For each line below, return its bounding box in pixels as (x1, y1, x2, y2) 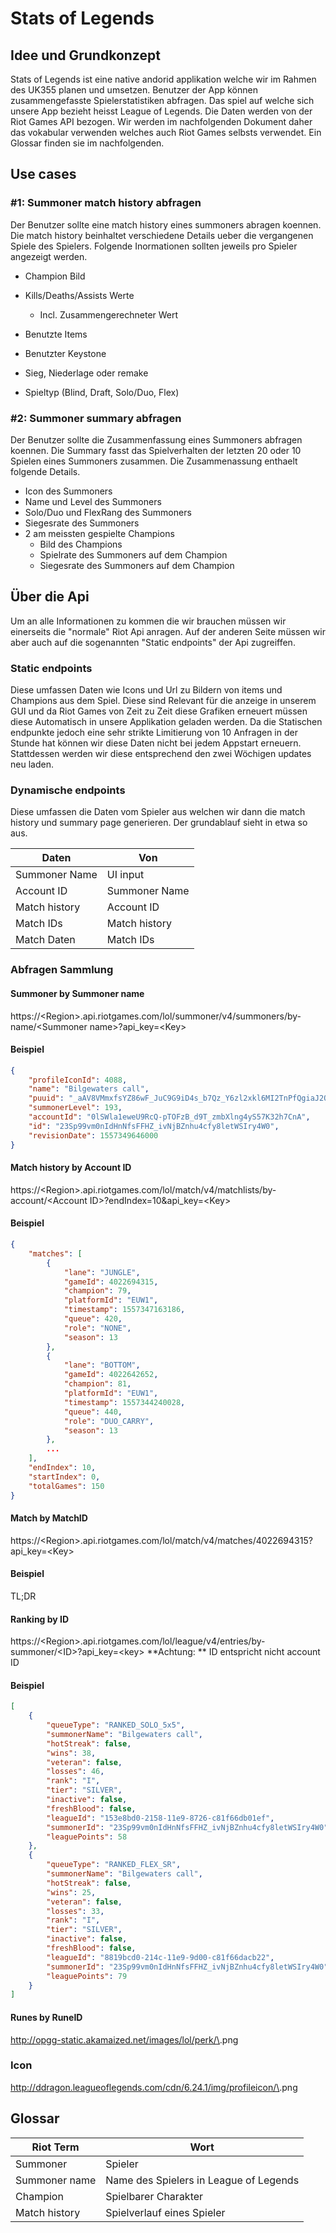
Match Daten (15, 933, 76, 947)
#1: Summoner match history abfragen (10, 196, 202, 210)
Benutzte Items (24, 328, 88, 340)
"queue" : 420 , (63, 1314, 123, 1324)
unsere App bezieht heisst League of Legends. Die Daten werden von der (10, 105, 313, 117)
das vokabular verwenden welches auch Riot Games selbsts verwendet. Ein (10, 127, 322, 138)
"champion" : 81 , (63, 1379, 132, 1389)
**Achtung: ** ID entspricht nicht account (146, 1646, 321, 1658)
